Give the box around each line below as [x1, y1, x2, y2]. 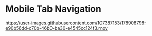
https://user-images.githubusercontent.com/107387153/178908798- [5, 20, 147, 26]
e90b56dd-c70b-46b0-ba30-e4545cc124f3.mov [5, 25, 108, 31]
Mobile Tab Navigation [5, 3, 102, 15]
